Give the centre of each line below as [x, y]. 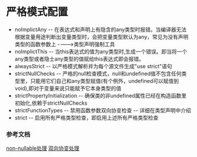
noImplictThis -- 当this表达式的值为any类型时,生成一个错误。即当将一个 [101, 51]
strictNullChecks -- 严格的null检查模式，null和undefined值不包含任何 [98, 74]
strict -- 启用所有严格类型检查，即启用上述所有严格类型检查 [86, 118]
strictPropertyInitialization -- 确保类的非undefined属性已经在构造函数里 [101, 95]
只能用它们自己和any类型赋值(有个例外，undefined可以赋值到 [105, 81]
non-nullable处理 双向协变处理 [43, 148]
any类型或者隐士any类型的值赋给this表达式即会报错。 [79, 59]
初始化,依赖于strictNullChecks [51, 103]
